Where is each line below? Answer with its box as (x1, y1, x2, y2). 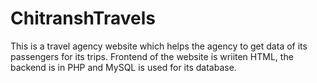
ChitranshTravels (10, 7, 156, 30)
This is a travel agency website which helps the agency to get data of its (10, 40, 308, 52)
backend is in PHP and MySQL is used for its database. (10, 61, 237, 73)
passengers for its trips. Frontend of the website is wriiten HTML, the (10, 50, 294, 62)
